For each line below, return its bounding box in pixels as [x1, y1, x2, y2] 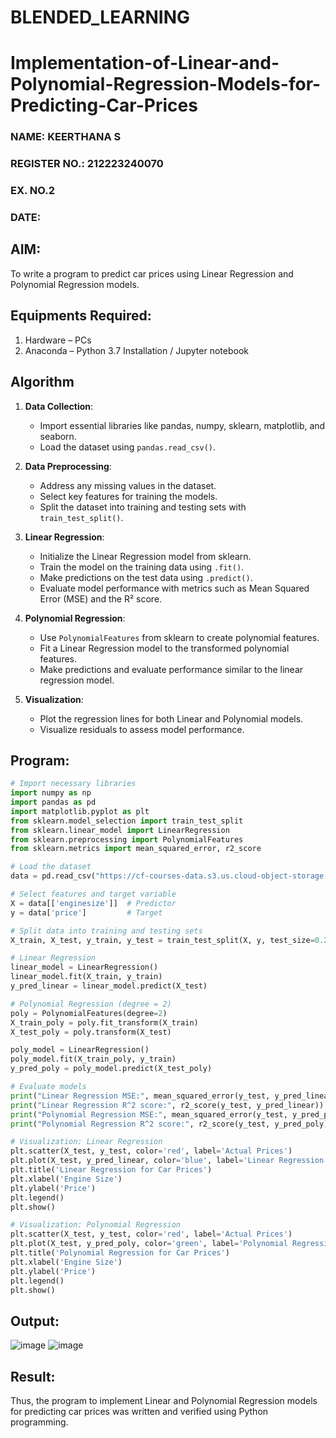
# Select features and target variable [10, 889, 177, 900]
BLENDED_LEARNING [10, 6, 191, 29]
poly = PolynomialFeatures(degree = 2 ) [10, 1008, 168, 1018]
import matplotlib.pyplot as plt [10, 806, 150, 816]
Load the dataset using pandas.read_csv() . [39, 441, 216, 453]
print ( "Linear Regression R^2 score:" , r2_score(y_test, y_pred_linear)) [10, 1100, 325, 1110]
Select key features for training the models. [39, 490, 218, 502]
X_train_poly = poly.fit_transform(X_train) [10, 1017, 199, 1028]
